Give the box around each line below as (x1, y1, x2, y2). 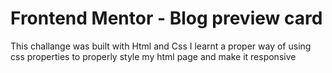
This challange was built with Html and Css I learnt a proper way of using (10, 40, 312, 52)
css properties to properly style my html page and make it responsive (10, 50, 297, 62)
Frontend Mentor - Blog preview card (10, 7, 323, 30)
